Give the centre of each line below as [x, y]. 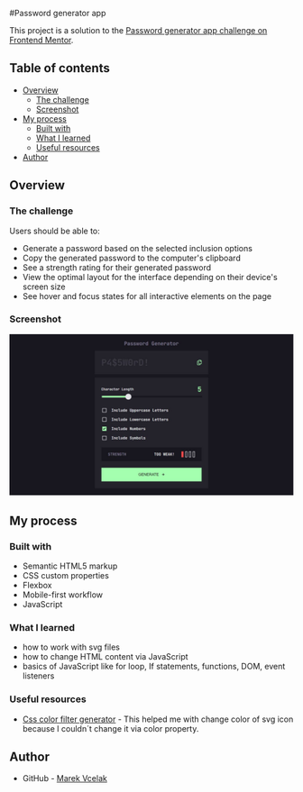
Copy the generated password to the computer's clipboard [131, 258]
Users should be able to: [55, 231]
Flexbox [37, 585]
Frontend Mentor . [41, 40]
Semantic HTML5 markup [70, 566]
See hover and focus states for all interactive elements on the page [147, 296]
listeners [38, 676]
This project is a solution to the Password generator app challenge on [138, 30]
